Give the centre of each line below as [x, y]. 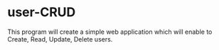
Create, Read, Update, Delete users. [60, 39]
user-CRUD [42, 12]
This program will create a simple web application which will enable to [110, 32]
